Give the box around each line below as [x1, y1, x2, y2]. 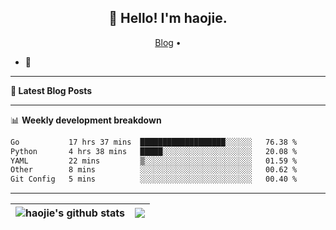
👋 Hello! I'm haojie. [108, 10, 228, 27]
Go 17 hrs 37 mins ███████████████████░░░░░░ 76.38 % [10, 137, 298, 147]
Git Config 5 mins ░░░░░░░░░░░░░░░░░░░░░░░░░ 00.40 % [10, 174, 298, 185]
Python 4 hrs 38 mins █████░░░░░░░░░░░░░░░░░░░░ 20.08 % [10, 146, 298, 156]
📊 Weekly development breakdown [10, 114, 162, 126]
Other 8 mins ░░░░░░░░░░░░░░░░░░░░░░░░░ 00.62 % [10, 165, 298, 175]
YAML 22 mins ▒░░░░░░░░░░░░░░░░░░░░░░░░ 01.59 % [10, 156, 298, 166]
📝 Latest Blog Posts [10, 84, 93, 96]
